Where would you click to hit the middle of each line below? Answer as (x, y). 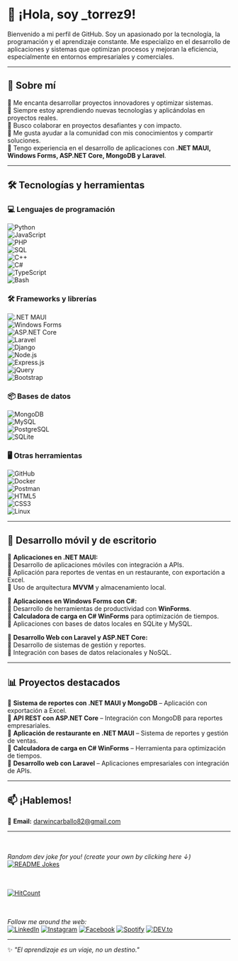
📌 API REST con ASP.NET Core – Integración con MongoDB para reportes (115, 718)
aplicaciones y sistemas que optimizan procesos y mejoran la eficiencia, (113, 49)
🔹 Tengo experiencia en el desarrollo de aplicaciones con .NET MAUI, (109, 147)
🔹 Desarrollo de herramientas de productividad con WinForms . (99, 609)
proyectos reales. (33, 118)
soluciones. (24, 140)
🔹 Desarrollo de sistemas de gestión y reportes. (77, 645)
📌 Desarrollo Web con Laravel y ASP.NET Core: (78, 638)
